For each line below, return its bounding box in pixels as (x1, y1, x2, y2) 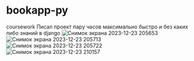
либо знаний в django (6, 29, 61, 36)
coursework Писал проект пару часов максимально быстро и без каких (6, 23, 189, 30)
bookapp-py (6, 4, 68, 17)
